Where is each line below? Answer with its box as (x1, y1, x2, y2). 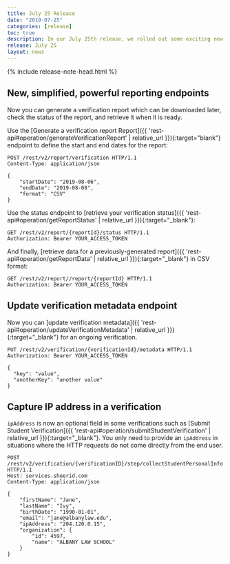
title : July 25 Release (7, 10, 76, 17)
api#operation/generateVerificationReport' (7, 134, 127, 142)
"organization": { (19, 527, 72, 534)
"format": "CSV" (19, 190, 67, 197)
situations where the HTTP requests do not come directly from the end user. (7, 441, 224, 450)
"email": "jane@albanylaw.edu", (19, 514, 112, 522)
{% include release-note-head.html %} (7, 67, 118, 76)
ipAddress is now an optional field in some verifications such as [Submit (7, 419, 211, 428)
